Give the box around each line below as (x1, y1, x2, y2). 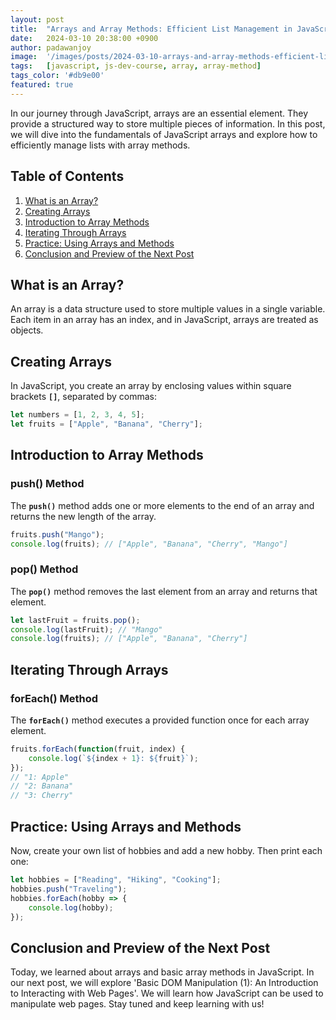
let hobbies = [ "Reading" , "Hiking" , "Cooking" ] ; (10, 875, 222, 885)
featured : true (10, 80, 74, 90)
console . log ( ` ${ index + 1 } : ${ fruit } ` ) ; (28, 753, 199, 763)
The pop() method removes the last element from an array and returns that (10, 585, 318, 597)
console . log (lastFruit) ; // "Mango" (10, 624, 163, 635)
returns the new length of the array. (10, 510, 157, 522)
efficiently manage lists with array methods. (10, 139, 191, 151)
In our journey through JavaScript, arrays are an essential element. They (10, 107, 309, 119)
